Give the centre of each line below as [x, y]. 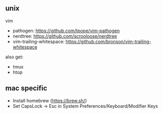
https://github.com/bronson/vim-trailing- [109, 41]
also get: [15, 57]
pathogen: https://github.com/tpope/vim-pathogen [66, 31]
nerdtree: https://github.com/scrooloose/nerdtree [65, 36]
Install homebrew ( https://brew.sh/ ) [50, 100]
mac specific [26, 88]
